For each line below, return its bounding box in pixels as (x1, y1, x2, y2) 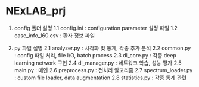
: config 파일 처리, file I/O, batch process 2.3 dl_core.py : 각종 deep (14, 51, 176, 59)
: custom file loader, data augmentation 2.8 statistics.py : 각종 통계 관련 (14, 74, 187, 81)
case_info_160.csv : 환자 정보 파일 (14, 31, 95, 39)
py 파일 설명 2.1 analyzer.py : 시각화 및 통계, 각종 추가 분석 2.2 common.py (14, 44, 191, 51)
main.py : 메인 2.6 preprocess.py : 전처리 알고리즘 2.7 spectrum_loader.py (14, 66, 193, 73)
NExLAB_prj (5, 4, 66, 18)
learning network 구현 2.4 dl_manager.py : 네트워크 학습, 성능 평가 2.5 (14, 59, 182, 66)
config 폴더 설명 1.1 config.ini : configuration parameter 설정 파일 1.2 (14, 24, 178, 31)
